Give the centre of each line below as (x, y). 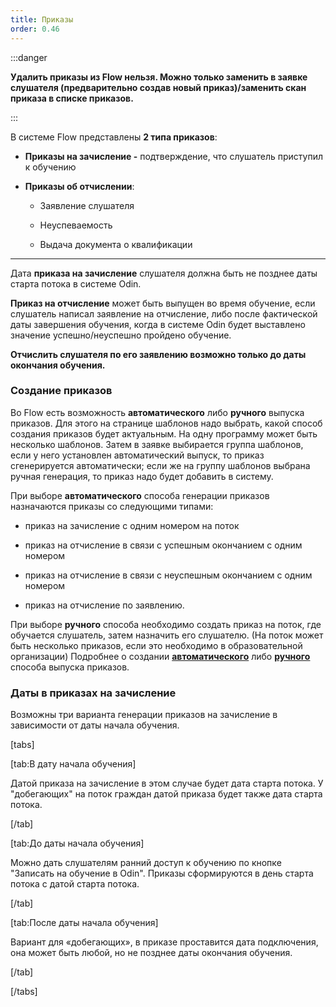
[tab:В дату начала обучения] (73, 764)
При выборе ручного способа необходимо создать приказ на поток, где (166, 624)
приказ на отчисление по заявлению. (104, 605)
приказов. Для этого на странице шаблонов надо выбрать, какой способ (166, 423)
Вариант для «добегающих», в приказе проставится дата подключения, (164, 942)
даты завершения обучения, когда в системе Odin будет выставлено (158, 324)
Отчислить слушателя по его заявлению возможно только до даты (158, 354)
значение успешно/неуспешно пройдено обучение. (121, 335)
